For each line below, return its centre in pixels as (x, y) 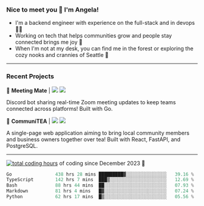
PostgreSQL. (22, 145)
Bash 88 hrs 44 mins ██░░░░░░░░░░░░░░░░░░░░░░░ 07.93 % (100, 185)
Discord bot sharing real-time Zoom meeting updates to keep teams (91, 102)
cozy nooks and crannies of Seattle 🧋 (62, 55)
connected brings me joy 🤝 (49, 42)
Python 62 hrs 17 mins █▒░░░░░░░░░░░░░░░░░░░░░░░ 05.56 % (100, 197)
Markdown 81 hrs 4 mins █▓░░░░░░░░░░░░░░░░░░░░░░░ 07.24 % (100, 191)
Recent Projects (30, 76)
